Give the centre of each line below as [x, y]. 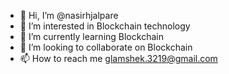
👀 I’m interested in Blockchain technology [105, 26]
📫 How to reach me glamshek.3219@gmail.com [118, 58]
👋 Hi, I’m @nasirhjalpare [69, 15]
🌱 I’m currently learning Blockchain [91, 36]
